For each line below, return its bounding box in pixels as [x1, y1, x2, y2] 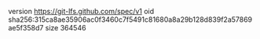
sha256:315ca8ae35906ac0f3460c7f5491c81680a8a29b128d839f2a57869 [8, 15, 253, 24]
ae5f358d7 [8, 23, 44, 32]
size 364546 [45, 23, 86, 32]
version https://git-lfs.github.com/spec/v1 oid [8, 7, 155, 16]
